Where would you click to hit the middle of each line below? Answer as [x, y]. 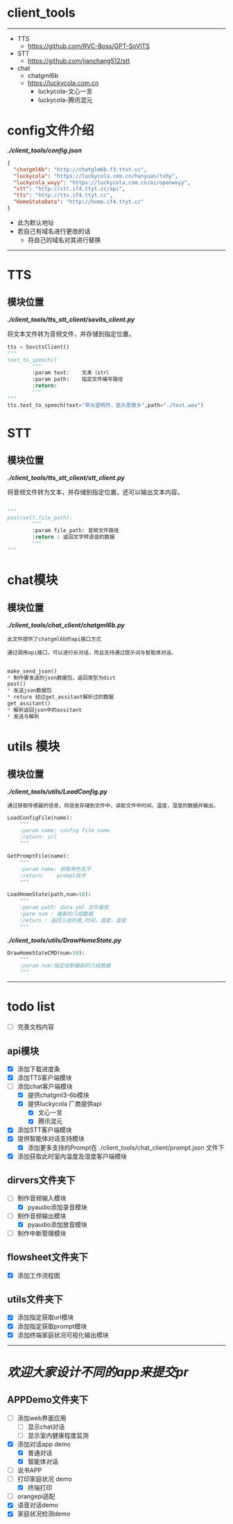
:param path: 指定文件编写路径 [78, 379]
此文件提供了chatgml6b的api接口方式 [54, 639]
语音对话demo [38, 1505]
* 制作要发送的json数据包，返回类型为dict [61, 677]
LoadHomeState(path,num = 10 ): [49, 895]
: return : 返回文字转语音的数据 [74, 537]
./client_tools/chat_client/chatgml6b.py [66, 625]
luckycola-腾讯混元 [65, 99]
